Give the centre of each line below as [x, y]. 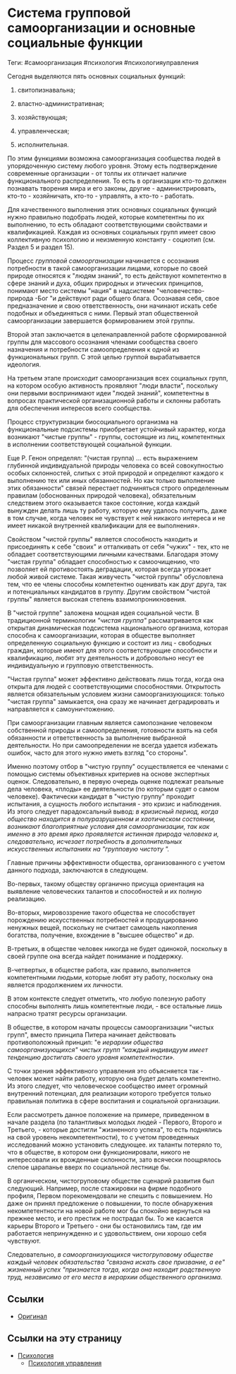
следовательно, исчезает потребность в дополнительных [95, 841]
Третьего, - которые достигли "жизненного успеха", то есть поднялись [115, 1129]
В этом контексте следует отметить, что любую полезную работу [107, 998]
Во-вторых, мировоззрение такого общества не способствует [101, 912]
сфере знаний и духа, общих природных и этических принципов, [105, 283]
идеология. [24, 364]
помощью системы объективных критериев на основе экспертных [108, 774]
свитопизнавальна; [46, 90]
